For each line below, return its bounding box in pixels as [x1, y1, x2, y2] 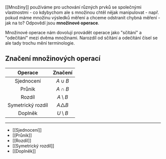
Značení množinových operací [5, 54, 101, 63]
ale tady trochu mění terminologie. [5, 40, 75, 46]
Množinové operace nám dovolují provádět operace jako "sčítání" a [5, 30, 142, 35]
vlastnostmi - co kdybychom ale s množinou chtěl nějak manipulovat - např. [5, 9, 159, 15]
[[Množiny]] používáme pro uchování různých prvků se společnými [5, 4, 142, 10]
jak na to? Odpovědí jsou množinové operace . [5, 20, 100, 26]
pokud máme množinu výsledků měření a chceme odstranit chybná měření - [5, 15, 161, 20]
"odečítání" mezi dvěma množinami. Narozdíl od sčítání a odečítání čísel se [5, 35, 158, 41]
